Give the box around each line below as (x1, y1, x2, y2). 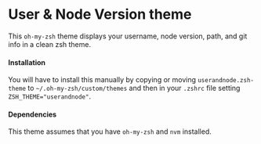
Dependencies (8, 110, 57, 119)
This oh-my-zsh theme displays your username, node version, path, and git (8, 31, 248, 41)
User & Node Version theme (8, 5, 192, 23)
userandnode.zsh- (197, 77, 255, 85)
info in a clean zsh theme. (8, 39, 92, 49)
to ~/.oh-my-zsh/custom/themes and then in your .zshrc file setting (27, 84, 241, 93)
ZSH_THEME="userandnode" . (8, 92, 92, 101)
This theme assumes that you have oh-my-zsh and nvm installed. (8, 127, 212, 136)
